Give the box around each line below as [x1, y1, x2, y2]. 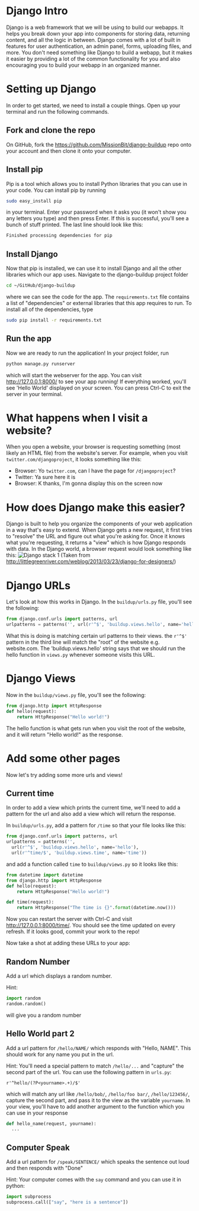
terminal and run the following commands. [6, 108, 110, 115]
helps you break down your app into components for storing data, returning [6, 30, 190, 37]
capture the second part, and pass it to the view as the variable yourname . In [6, 1097, 191, 1104]
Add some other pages [6, 751, 120, 765]
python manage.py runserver [6, 361, 76, 367]
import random [6, 995, 41, 1001]
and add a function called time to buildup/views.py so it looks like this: [6, 860, 178, 868]
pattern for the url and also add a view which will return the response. [6, 810, 176, 818]
